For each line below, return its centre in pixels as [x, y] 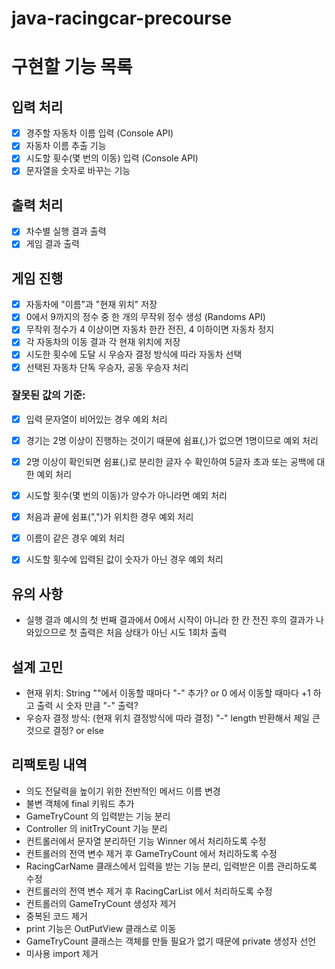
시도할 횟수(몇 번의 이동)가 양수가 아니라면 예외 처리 [126, 496]
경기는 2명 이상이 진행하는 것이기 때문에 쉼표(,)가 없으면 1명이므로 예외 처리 [172, 440]
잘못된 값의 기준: [48, 395]
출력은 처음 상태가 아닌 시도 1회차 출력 [153, 633]
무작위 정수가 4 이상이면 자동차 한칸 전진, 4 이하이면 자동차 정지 [150, 329]
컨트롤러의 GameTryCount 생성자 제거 [101, 903]
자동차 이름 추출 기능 [66, 146]
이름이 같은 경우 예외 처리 [75, 538]
